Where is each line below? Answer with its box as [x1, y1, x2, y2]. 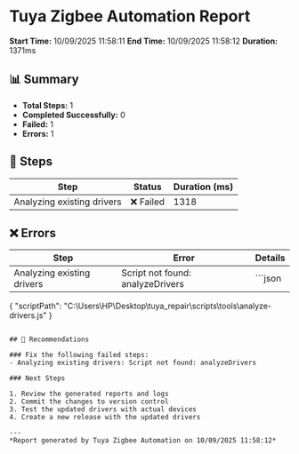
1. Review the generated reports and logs [9, 389, 169, 399]
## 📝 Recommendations [9, 335, 90, 344]
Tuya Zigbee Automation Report [9, 6, 251, 27]
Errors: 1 [21, 128, 54, 139]
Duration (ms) [173, 180, 234, 193]
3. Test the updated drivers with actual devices [9, 405, 198, 414]
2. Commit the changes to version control [9, 397, 169, 406]
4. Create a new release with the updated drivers [9, 413, 201, 422]
